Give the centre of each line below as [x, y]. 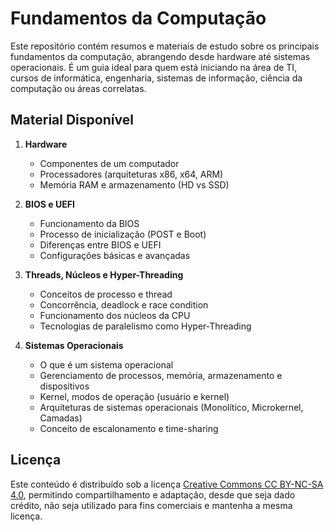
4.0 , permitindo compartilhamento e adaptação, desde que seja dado [153, 494]
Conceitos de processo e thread [106, 294]
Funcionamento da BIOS [89, 223]
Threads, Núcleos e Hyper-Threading [104, 274]
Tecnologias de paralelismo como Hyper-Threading [145, 326]
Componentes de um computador [109, 163]
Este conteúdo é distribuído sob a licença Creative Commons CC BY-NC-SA [167, 484]
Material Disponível [72, 120]
